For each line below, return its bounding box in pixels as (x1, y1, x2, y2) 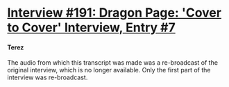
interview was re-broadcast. (7, 73, 88, 81)
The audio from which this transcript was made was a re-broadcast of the (7, 58, 219, 67)
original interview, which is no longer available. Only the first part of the (7, 66, 211, 74)
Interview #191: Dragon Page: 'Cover (7, 5, 222, 21)
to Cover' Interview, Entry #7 (7, 19, 176, 35)
